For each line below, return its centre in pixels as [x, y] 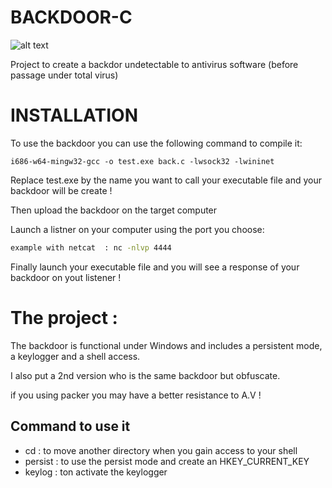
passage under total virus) [64, 75]
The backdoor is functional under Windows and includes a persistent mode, [166, 345]
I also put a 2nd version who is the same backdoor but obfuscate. [145, 375]
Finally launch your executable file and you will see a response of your [155, 267]
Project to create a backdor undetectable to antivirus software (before [154, 64]
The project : [64, 317]
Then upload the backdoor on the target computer [114, 210]
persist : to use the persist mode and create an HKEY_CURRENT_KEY [167, 461]
